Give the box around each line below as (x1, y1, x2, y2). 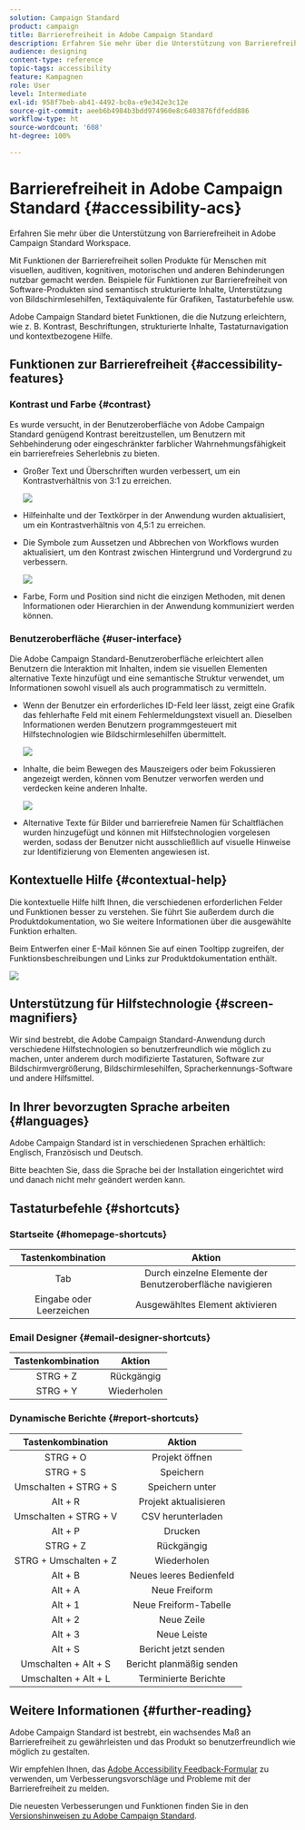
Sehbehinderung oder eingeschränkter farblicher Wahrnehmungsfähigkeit (9, 438, 286, 449)
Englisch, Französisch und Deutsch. (9, 1147, 143, 1158)
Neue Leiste (156, 1628, 208, 1640)
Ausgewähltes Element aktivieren (134, 1298, 278, 1311)
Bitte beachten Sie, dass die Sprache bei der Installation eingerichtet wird (9, 1165, 284, 1176)
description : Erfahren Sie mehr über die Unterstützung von (9, 38, 242, 48)
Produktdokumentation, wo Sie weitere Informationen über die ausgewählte (9, 916, 292, 927)
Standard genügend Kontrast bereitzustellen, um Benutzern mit (9, 428, 246, 439)
